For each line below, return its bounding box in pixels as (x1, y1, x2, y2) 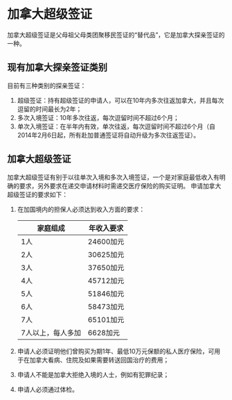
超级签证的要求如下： (7, 190, 68, 199)
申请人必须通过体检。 (17, 385, 78, 393)
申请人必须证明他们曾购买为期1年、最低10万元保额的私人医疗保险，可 (17, 347, 215, 355)
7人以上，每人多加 (20, 328, 82, 337)
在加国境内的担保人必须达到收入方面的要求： (17, 205, 145, 213)
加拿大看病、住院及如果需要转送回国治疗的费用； (29, 356, 170, 364)
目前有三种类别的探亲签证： (7, 81, 87, 90)
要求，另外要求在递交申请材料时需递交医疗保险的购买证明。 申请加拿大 (19, 181, 222, 190)
